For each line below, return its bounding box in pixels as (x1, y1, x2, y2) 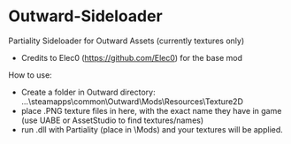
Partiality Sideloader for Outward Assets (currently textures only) (8, 35, 245, 46)
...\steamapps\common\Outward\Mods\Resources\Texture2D (20, 95, 244, 107)
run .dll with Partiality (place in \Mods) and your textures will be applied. (20, 124, 284, 134)
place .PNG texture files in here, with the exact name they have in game (20, 105, 282, 116)
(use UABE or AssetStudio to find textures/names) (20, 115, 204, 125)
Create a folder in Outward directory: (20, 87, 156, 97)
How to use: (8, 69, 52, 80)
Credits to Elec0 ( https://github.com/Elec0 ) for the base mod (20, 52, 242, 63)
